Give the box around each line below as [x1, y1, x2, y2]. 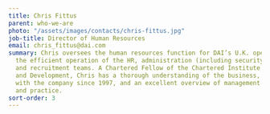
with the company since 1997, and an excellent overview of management [15, 79, 261, 87]
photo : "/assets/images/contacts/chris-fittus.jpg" [8, 26, 185, 35]
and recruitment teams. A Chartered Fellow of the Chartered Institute [15, 64, 261, 72]
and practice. [15, 86, 63, 95]
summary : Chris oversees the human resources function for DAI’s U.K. [8, 49, 250, 57]
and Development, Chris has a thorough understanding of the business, [15, 71, 261, 79]
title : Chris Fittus [8, 11, 78, 20]
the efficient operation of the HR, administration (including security [15, 57, 264, 65]
